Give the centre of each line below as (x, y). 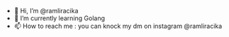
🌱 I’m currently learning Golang (59, 18)
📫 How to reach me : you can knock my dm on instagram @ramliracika (118, 26)
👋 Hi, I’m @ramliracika (46, 11)
